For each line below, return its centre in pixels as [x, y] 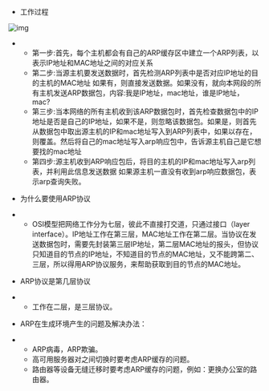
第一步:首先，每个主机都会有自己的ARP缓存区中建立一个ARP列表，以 [145, 53]
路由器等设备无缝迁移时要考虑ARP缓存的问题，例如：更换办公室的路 [145, 369]
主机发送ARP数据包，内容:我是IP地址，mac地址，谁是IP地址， [141, 93]
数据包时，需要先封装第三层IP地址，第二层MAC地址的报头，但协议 [149, 244]
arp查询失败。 [62, 181]
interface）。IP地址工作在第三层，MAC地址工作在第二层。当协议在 [141, 234]
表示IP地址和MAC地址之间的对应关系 [93, 63]
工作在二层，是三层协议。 [74, 306]
